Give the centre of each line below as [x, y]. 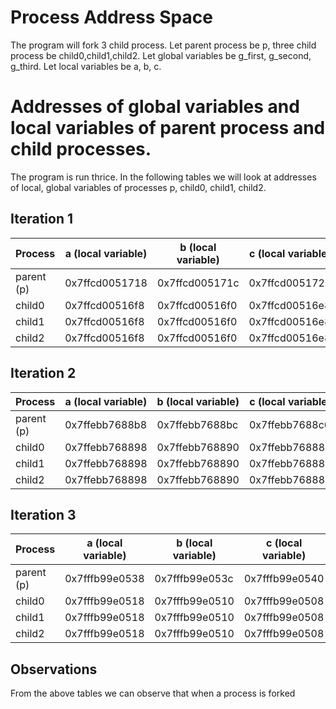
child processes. [81, 149]
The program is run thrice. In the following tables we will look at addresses [163, 177]
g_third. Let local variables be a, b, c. [86, 66]
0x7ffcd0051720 [290, 283]
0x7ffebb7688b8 [105, 424]
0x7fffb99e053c [194, 579]
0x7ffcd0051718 [106, 283]
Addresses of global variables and [155, 107]
